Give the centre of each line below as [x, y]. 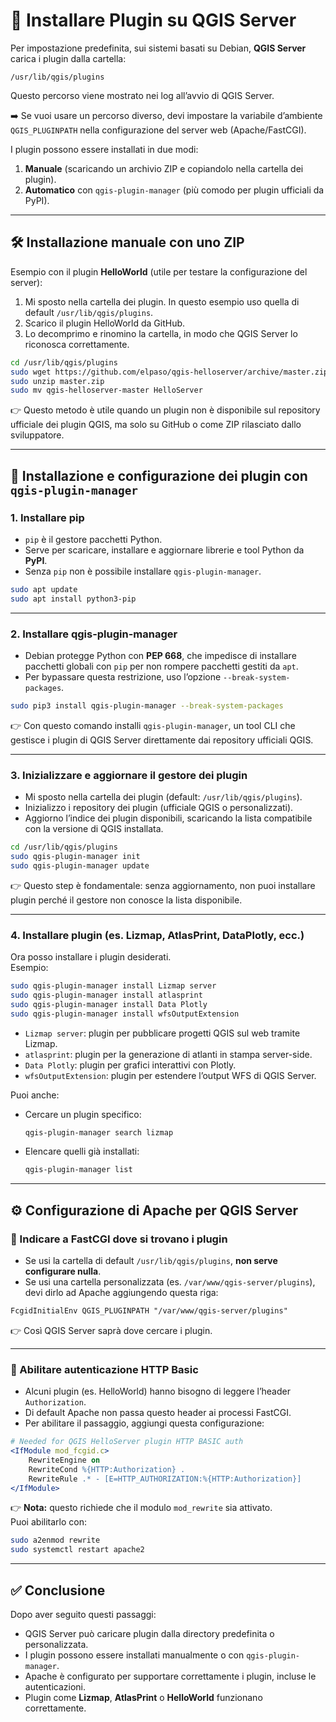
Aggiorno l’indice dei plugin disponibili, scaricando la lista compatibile [168, 818]
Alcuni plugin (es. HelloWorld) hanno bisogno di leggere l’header [157, 1391]
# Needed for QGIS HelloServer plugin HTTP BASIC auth [127, 1442]
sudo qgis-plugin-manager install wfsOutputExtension [125, 1014]
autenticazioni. [55, 1687]
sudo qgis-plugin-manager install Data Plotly [109, 1004]
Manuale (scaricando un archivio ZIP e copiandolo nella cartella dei [164, 168]
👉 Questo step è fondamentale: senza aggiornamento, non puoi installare [163, 885]
